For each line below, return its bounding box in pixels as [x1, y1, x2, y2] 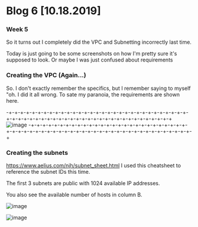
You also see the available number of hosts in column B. [6, 191, 143, 199]
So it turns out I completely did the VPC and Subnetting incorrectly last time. [6, 38, 192, 46]
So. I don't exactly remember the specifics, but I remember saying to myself [6, 85, 191, 92]
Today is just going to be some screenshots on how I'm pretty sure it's [6, 50, 177, 57]
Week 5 [6, 25, 28, 34]
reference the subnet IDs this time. [6, 168, 90, 176]
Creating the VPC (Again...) [6, 71, 87, 79]
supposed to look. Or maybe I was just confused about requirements [6, 56, 173, 63]
